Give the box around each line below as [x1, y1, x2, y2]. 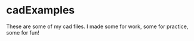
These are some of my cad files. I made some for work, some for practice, [6, 23, 189, 30]
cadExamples [6, 4, 75, 17]
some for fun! [6, 29, 40, 36]
